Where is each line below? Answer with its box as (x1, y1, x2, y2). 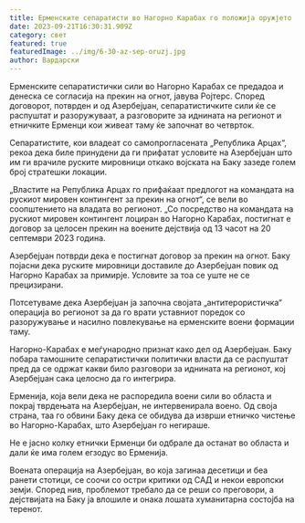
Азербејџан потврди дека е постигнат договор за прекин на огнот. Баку (9, 250, 290, 261)
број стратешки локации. (9, 166, 108, 177)
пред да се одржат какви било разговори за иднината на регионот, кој (9, 363, 286, 374)
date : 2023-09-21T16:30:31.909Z (9, 22, 132, 31)
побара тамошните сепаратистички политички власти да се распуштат (9, 353, 289, 364)
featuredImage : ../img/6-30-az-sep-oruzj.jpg (9, 47, 185, 57)
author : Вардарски (9, 56, 79, 65)
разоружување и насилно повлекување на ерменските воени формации (9, 317, 295, 327)
